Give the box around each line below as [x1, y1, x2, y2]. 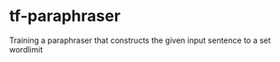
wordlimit [9, 44, 43, 54]
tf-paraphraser [9, 6, 121, 26]
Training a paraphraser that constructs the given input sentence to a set [9, 35, 272, 45]
